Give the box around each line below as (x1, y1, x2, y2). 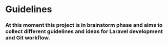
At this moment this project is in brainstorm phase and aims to (5, 22, 163, 29)
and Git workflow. (5, 34, 50, 41)
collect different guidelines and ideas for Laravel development (5, 28, 163, 35)
